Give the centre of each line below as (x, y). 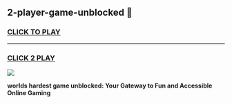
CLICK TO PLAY (34, 32)
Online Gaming (29, 92)
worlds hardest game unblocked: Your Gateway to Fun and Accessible (110, 86)
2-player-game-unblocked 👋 (70, 13)
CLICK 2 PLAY (31, 57)
